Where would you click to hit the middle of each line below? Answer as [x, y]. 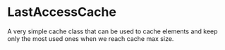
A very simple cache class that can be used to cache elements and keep [112, 31]
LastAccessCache [62, 12]
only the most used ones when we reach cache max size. [91, 38]
